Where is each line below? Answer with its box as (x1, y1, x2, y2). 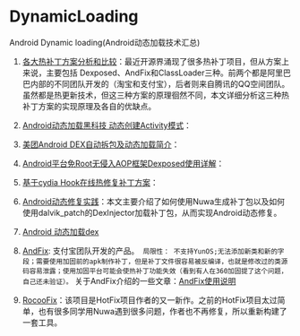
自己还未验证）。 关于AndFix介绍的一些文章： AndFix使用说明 (21, 275, 236, 286)
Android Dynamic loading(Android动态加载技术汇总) (9, 37, 201, 47)
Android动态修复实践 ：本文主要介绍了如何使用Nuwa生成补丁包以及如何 (21, 195, 285, 207)
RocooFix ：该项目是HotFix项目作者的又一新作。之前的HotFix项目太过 (21, 294, 278, 306)
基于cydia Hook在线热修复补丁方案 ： (21, 177, 159, 187)
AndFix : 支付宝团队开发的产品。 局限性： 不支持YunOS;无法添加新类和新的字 (21, 245, 285, 256)
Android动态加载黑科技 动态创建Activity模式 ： (21, 119, 193, 131)
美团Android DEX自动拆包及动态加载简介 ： (21, 139, 180, 150)
